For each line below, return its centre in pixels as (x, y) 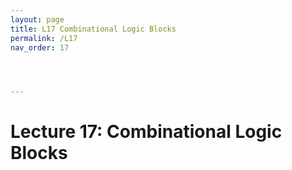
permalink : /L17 (44, 38)
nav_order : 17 (40, 47)
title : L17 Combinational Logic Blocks (93, 29)
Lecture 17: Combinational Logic (146, 132)
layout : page (37, 19)
